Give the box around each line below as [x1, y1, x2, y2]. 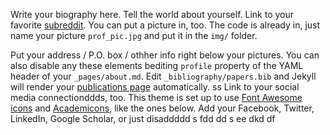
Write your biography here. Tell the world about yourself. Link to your [10, 9, 295, 20]
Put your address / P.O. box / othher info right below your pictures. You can [10, 49, 320, 61]
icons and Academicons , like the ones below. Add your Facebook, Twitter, [10, 102, 315, 114]
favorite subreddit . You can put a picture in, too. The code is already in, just [10, 19, 321, 31]
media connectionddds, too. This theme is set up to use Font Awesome [10, 92, 303, 103]
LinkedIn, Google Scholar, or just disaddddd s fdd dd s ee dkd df [10, 113, 276, 124]
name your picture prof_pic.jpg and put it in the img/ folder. [10, 30, 258, 41]
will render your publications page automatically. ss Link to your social [10, 81, 300, 93]
